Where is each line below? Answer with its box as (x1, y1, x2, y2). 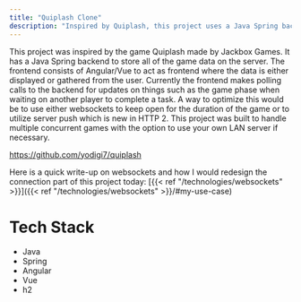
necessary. (9, 132, 51, 142)
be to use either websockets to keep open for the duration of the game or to (9, 103, 289, 114)
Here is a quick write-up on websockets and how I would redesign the (9, 167, 268, 177)
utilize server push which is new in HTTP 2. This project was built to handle (9, 113, 287, 124)
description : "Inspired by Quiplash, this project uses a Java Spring (9, 22, 279, 30)
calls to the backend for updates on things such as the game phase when (9, 84, 280, 95)
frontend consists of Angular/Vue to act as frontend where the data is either (9, 65, 289, 76)
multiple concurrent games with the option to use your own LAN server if (9, 122, 279, 133)
